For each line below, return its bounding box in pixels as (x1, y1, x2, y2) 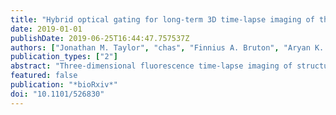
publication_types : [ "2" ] (10, 52, 118, 62)
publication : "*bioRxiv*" (10, 80, 118, 90)
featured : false (10, 71, 78, 81)
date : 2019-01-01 (10, 24, 83, 34)
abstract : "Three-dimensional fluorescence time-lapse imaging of (10, 61, 293, 71)
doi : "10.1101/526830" (10, 89, 105, 99)
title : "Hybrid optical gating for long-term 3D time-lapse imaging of (10, 14, 315, 25)
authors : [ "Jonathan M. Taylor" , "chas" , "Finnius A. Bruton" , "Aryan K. (10, 42, 325, 53)
